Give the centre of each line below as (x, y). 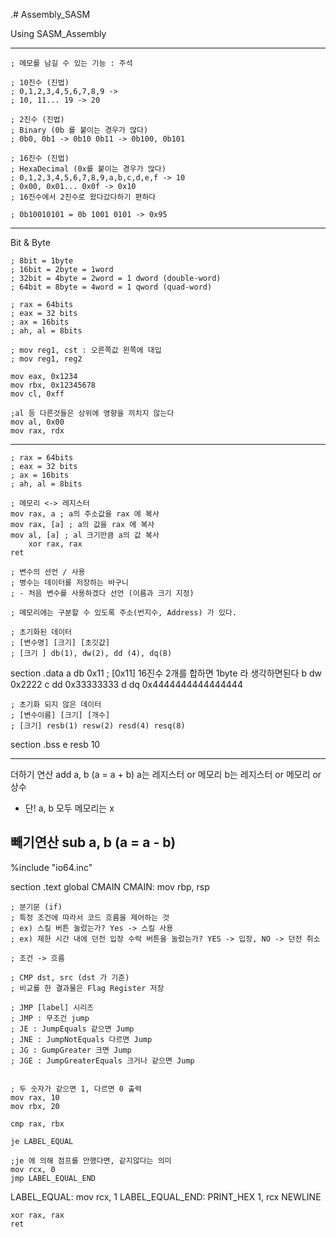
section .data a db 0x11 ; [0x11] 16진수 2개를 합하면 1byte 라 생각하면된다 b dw (166, 673)
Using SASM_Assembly (58, 33)
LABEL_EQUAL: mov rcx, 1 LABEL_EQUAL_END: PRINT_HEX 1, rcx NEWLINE (166, 1196)
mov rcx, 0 (33, 1169)
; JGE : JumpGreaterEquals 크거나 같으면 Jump (102, 1060)
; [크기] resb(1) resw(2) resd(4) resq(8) (98, 726)
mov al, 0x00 (37, 422)
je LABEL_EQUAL (42, 1141)
